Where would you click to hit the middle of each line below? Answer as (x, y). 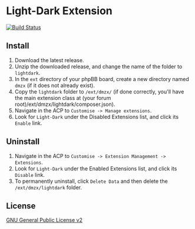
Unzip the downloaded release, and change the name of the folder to (98, 66)
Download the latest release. (49, 60)
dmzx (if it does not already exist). (55, 85)
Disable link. (30, 175)
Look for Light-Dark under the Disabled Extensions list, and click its (96, 117)
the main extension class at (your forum (63, 98)
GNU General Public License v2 (44, 220)
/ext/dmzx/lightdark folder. (48, 187)
